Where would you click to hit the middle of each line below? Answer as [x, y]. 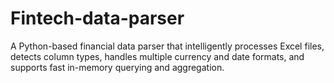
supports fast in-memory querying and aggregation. [117, 67]
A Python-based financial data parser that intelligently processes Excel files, [167, 46]
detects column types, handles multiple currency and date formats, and [157, 56]
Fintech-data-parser [97, 18]
